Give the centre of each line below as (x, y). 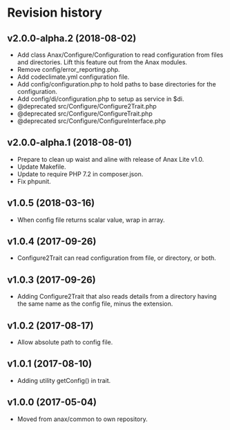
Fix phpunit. (34, 181)
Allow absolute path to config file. (65, 342)
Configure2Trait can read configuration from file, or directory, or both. (116, 258)
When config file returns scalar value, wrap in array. (91, 220)
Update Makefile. (41, 167)
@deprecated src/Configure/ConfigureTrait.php (85, 113)
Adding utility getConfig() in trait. (64, 380)
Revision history (55, 13)
